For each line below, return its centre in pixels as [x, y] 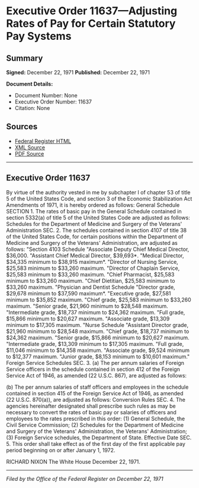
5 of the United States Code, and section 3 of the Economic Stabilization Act [99, 199]
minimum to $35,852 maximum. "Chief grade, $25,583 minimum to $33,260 [99, 300]
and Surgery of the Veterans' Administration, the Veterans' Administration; [97, 431]
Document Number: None [46, 95]
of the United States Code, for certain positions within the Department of [95, 237]
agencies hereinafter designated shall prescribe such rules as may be [91, 406]
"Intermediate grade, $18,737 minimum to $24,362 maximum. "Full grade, [96, 312]
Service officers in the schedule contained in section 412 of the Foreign [93, 369]
